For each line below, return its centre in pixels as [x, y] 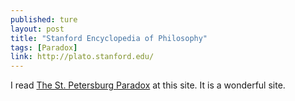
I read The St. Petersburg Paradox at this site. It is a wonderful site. [148, 85]
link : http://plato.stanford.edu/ [82, 57]
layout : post [37, 29]
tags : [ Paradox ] [44, 47]
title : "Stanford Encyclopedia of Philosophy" [109, 38]
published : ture [44, 19]
